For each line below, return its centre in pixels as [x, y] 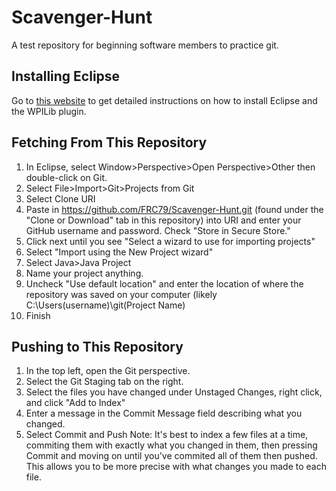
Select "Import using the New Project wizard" [119, 252]
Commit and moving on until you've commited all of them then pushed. [171, 456]
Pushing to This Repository [97, 346]
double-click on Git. [66, 177]
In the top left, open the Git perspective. [108, 371]
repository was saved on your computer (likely [121, 294]
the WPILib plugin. [49, 111]
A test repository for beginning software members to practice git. [145, 45]
